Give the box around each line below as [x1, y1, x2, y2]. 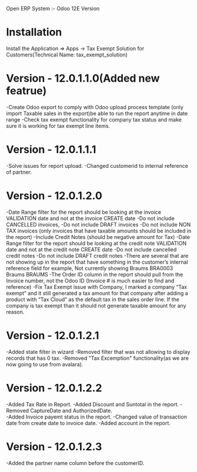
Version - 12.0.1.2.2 [6, 381, 102, 395]
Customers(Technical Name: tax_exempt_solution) [6, 51, 128, 58]
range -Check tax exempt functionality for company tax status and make [6, 116, 182, 123]
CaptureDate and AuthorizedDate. [30, 407, 113, 414]
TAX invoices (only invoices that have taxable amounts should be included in [6, 227, 192, 234]
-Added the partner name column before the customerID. [6, 459, 145, 466]
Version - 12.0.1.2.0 [6, 189, 103, 202]
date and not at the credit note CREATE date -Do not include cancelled [6, 246, 177, 253]
